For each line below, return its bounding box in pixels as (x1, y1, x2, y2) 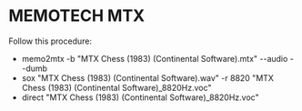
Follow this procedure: (8, 35, 93, 46)
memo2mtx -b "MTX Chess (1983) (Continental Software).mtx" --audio (21, 53, 288, 64)
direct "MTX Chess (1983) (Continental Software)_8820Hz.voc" (21, 92, 260, 103)
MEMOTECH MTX (8, 5, 146, 26)
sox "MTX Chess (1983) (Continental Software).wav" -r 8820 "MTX (21, 72, 275, 83)
